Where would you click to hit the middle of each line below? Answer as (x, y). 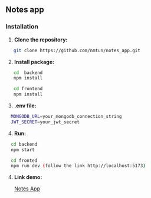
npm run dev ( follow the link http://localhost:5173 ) (78, 166)
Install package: (34, 62)
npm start (23, 150)
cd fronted (24, 160)
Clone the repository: (41, 39)
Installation (22, 27)
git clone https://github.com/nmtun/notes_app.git (77, 50)
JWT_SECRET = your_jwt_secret (45, 122)
